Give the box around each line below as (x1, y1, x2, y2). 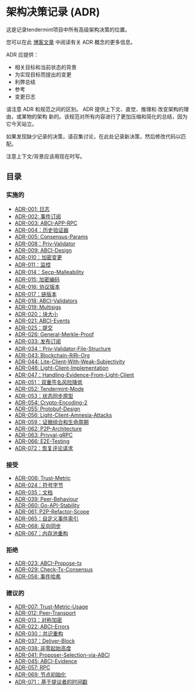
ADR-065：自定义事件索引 (14, 515, 79, 522)
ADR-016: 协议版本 (14, 283, 60, 290)
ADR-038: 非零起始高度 (14, 644, 72, 651)
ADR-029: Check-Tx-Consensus (14, 566, 93, 573)
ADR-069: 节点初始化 (14, 670, 66, 678)
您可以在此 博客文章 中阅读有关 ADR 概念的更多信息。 (6, 38, 136, 45)
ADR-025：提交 (14, 324, 53, 331)
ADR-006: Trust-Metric (14, 474, 71, 481)
